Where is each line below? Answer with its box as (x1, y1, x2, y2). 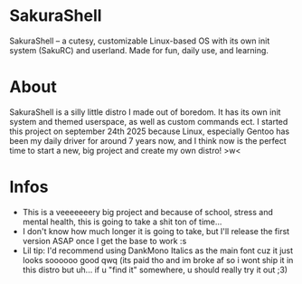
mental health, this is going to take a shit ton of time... (22, 216, 222, 227)
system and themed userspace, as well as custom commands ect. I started (9, 116, 288, 127)
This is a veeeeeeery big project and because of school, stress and (22, 206, 273, 217)
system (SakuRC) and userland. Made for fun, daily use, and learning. (9, 44, 269, 55)
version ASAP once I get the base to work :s (22, 235, 187, 246)
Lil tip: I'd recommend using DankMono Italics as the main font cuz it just (22, 245, 294, 256)
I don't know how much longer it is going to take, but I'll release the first (22, 225, 290, 236)
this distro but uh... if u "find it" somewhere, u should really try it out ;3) (22, 264, 288, 275)
